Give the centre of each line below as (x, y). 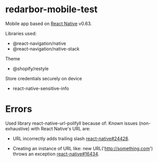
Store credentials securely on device (44, 78)
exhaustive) (17, 128)
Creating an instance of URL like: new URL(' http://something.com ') (83, 148)
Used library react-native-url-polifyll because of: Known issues (72, 123)
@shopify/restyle (31, 68)
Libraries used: (21, 33)
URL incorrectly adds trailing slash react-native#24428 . (71, 138)
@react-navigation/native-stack (46, 49)
